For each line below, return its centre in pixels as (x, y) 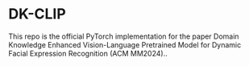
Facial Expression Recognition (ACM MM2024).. (88, 53)
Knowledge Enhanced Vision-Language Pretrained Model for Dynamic (125, 44)
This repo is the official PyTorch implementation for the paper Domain (124, 36)
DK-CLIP (37, 14)
